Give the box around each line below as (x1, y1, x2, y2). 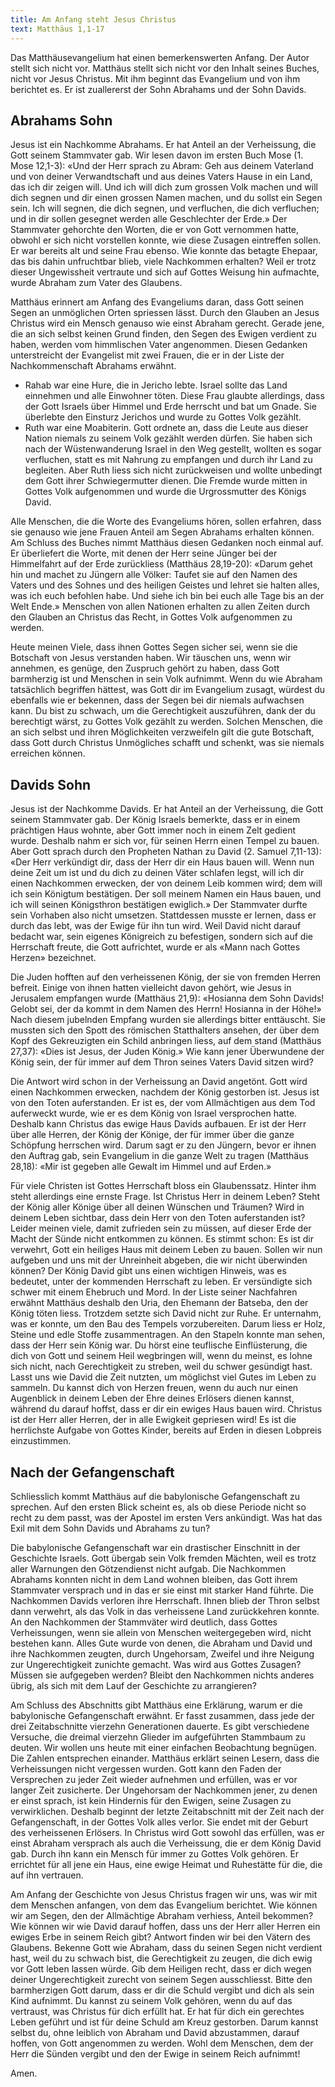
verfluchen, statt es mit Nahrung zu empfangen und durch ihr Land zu (24, 454, 313, 466)
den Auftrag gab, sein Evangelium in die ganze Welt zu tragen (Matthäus (10, 1150, 309, 1162)
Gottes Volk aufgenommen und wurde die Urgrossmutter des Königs (24, 486, 307, 498)
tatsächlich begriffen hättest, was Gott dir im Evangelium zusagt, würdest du (10, 684, 326, 696)
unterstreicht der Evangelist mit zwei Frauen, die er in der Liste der (10, 349, 285, 361)
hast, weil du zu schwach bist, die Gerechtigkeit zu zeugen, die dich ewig (10, 1952, 313, 1964)
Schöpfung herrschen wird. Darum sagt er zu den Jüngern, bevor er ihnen (10, 1139, 317, 1151)
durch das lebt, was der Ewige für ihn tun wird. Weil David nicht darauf (10, 920, 302, 932)
